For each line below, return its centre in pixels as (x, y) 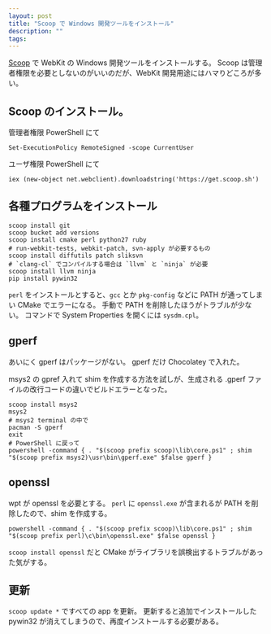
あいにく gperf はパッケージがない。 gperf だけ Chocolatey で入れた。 (126, 361)
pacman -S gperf (36, 427)
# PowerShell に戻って (44, 443)
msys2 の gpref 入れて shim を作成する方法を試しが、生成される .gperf (127, 378)
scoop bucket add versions (54, 233)
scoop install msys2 (43, 404)
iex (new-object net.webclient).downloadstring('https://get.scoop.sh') (134, 180)
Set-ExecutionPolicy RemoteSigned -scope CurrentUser (101, 148)
